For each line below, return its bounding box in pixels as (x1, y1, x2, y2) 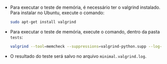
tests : (10, 34, 23, 40)
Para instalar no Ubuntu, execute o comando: (10, 10, 105, 16)
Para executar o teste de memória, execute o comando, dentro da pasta (10, 28, 160, 35)
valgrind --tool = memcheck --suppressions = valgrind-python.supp (10, 44, 147, 49)
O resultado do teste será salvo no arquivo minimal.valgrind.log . (10, 53, 147, 59)
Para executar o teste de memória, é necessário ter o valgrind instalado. (10, 5, 160, 10)
